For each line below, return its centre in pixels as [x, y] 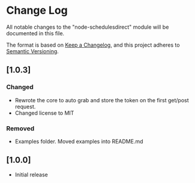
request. [25, 106]
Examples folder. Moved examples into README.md [79, 141]
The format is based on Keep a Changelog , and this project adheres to [93, 45]
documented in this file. [35, 33]
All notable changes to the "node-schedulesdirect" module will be [88, 27]
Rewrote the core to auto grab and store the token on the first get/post [102, 100]
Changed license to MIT [44, 113]
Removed [20, 128]
